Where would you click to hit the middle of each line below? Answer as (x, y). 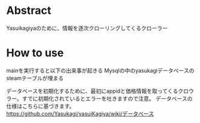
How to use (35, 53)
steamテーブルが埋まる (35, 78)
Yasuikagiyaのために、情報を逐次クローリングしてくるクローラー (87, 28)
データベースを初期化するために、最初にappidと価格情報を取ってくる (92, 91)
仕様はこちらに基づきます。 (40, 106)
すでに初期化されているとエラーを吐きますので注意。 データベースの (107, 98)
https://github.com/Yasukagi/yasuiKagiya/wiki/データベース (80, 113)
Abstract (29, 11)
